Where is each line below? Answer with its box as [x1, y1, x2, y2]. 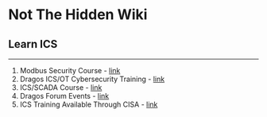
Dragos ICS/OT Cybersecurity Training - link [19, 74, 165, 84]
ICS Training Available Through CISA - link [19, 99, 158, 109]
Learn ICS [8, 37, 58, 51]
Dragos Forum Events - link [19, 92, 110, 100]
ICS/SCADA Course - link [19, 83, 103, 92]
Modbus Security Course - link [19, 66, 121, 75]
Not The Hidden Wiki [8, 6, 148, 24]
